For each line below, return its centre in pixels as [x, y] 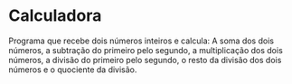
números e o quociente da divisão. [73, 70]
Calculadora [55, 16]
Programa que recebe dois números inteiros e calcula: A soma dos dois [141, 41]
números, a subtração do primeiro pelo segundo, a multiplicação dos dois [146, 50]
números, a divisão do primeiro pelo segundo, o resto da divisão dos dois [145, 60]
